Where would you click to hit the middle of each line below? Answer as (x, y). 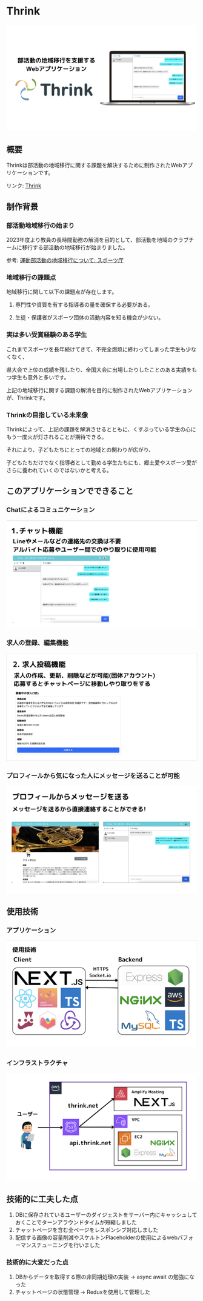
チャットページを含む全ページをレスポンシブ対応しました (87, 1230)
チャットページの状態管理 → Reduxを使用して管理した (82, 1292)
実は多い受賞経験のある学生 (47, 335)
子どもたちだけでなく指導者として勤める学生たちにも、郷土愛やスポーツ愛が (101, 463)
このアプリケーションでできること (70, 491)
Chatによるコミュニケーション (51, 510)
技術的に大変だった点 (37, 1262)
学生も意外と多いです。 (40, 377)
